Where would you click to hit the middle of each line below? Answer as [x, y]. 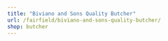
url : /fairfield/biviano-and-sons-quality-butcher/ [84, 20]
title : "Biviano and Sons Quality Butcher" [72, 14]
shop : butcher [28, 26]
